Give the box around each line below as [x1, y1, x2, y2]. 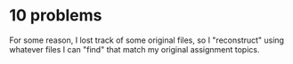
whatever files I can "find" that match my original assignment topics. [9, 44, 260, 54]
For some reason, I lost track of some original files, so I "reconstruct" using [9, 35, 285, 45]
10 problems [9, 5, 102, 26]
